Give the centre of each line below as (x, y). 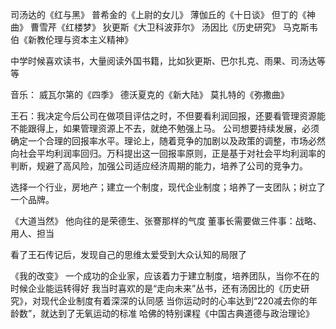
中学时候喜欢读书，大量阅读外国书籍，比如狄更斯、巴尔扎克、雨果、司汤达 (163, 61)
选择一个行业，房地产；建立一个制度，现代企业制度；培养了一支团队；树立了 (168, 187)
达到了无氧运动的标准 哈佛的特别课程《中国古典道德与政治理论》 (182, 313)
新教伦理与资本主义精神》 (80, 39)
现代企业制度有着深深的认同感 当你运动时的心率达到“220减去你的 (175, 301)
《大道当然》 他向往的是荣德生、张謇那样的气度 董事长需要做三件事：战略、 (166, 221)
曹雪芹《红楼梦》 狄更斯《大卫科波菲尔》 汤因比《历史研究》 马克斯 (169, 27)
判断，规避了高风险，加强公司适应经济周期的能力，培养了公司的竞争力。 (159, 166)
